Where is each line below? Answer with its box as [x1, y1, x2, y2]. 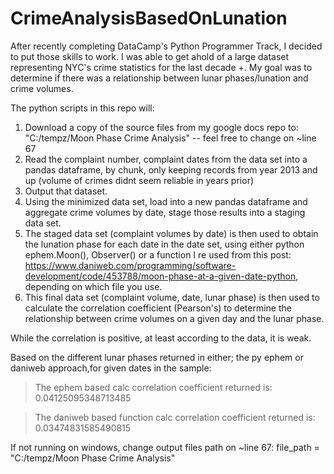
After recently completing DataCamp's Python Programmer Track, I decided [10, 40, 323, 52]
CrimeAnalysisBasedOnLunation [10, 7, 288, 30]
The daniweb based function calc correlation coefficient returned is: [34, 411, 316, 423]
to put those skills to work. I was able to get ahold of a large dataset [10, 50, 290, 62]
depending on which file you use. [24, 280, 163, 292]
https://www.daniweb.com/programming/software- [24, 259, 237, 271]
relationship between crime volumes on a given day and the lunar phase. [24, 312, 325, 324]
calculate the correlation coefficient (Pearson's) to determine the [24, 302, 292, 314]
